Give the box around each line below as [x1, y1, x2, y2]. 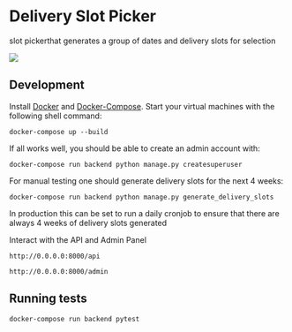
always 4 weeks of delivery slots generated [9, 217, 168, 228]
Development [9, 78, 86, 93]
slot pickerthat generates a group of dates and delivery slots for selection [9, 35, 276, 46]
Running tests [9, 291, 88, 306]
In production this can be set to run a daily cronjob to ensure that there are [9, 207, 280, 218]
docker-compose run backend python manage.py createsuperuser [9, 160, 243, 169]
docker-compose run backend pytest [9, 314, 140, 323]
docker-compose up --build [9, 127, 109, 136]
